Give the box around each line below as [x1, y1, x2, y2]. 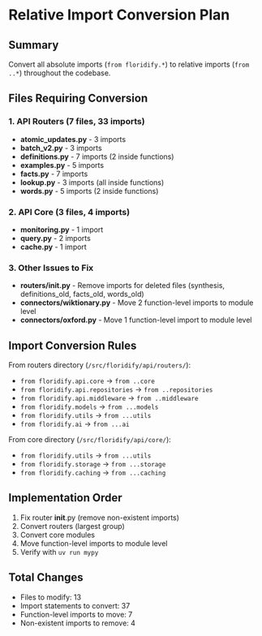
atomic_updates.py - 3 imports [19, 134, 127, 144]
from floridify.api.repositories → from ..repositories [19, 385, 213, 394]
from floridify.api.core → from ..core [19, 376, 156, 386]
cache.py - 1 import [19, 242, 87, 251]
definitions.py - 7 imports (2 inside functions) [19, 152, 174, 161]
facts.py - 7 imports [19, 169, 88, 178]
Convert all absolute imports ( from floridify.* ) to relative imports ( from [8, 59, 250, 69]
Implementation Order [8, 491, 123, 505]
